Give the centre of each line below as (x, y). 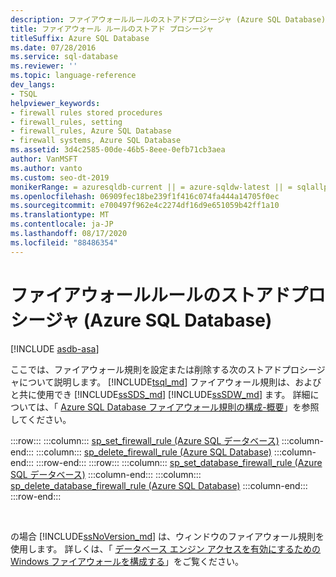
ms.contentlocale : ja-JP (62, 224)
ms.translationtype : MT (60, 215)
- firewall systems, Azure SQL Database (96, 141)
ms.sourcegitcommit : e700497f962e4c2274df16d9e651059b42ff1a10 (145, 206)
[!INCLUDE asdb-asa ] (55, 348)
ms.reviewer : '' (44, 66)
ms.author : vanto (46, 168)
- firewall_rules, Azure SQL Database (91, 131)
